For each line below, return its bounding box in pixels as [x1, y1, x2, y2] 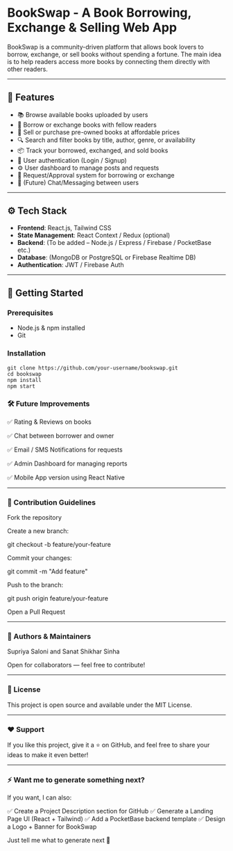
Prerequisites [7, 308, 53, 317]
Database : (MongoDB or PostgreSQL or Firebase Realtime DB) [17, 253, 196, 262]
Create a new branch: [7, 527, 69, 535]
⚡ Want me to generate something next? [7, 774, 146, 784]
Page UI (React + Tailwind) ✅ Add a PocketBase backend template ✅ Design [7, 815, 225, 823]
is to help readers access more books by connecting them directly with [7, 57, 210, 65]
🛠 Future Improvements [7, 399, 90, 408]
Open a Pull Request [7, 607, 66, 617]
